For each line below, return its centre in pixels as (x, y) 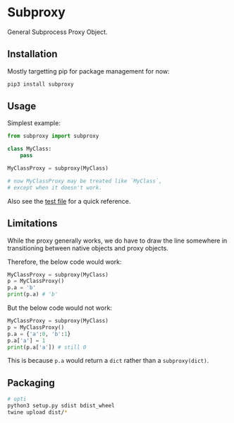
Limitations (32, 224)
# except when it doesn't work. (55, 187)
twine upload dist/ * (38, 412)
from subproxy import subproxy (53, 136)
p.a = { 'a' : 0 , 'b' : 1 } (39, 334)
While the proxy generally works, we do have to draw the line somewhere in (117, 241)
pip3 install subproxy (41, 84)
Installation (32, 54)
